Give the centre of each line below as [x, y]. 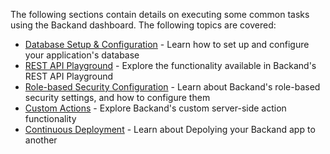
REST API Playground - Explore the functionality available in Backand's [170, 65]
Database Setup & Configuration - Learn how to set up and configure [167, 44]
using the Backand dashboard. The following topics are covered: [143, 25]
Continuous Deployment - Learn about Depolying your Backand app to [170, 129]
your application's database [82, 55]
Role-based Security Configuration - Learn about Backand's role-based [172, 87]
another [41, 140]
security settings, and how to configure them [117, 97]
